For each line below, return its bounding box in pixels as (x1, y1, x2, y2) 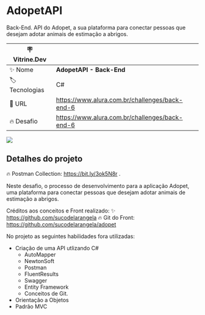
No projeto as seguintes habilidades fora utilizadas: (6, 233, 135, 240)
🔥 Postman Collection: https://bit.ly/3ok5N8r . (6, 170, 121, 177)
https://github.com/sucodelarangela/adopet (6, 220, 117, 228)
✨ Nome (9, 65, 34, 74)
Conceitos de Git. (24, 289, 68, 297)
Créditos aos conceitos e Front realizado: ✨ (6, 207, 116, 214)
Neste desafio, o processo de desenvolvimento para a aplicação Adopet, (6, 182, 190, 189)
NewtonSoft (24, 257, 55, 264)
